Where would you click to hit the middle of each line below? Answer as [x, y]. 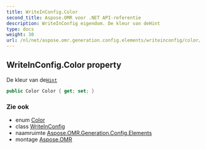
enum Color [30, 120]
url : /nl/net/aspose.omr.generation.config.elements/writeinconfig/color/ [104, 40]
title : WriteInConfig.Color [42, 12]
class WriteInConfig [40, 126]
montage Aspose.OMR [44, 139]
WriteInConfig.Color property [64, 65]
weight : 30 [20, 35]
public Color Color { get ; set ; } [51, 91]
